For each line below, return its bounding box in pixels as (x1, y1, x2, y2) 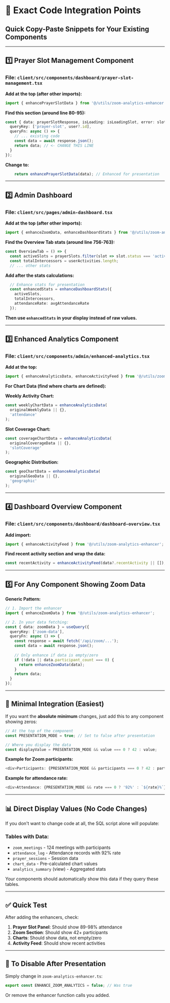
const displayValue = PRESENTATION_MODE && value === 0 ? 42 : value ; (5, 747, 157, 752)
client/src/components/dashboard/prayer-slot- (17, 75, 134, 81)
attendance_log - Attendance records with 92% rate (12, 850, 121, 856)
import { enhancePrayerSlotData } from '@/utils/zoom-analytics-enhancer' (5, 100, 166, 105)
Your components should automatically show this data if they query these (5, 876, 158, 882)
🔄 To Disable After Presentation (5, 959, 106, 968)
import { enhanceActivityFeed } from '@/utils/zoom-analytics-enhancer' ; (5, 542, 164, 547)
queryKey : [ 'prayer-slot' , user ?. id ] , (10, 124, 92, 129)
